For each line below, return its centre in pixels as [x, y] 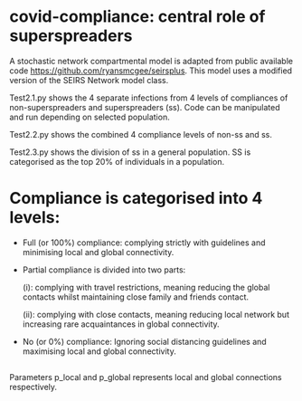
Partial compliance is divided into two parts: [104, 270]
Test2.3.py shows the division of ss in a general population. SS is [130, 152]
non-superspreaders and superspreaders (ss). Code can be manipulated [145, 107]
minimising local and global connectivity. [98, 252]
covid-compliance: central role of [137, 17]
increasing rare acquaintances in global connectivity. [121, 324]
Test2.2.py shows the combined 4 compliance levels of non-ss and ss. [141, 134]
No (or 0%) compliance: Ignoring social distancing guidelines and [144, 341]
